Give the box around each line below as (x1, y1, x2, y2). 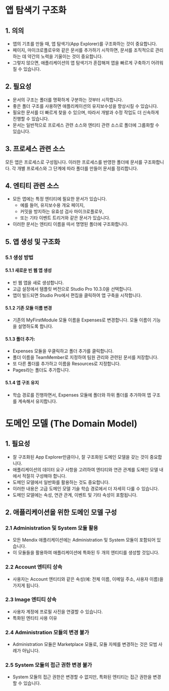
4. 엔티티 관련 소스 (5, 182, 60, 190)
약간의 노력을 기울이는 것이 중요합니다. (27, 54, 103, 59)
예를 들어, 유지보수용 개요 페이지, (20, 202, 85, 208)
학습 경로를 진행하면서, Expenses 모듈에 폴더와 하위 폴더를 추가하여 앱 (12, 392, 151, 398)
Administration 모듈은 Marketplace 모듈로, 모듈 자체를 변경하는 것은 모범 (12, 641, 157, 647)
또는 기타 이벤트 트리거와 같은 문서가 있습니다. (20, 215, 110, 221)
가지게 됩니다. (12, 582, 40, 588)
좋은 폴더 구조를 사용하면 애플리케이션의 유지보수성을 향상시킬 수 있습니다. (12, 103, 158, 109)
